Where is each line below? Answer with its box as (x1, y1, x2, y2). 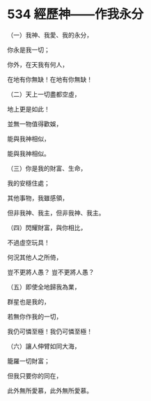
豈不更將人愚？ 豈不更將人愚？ (7, 268, 95, 276)
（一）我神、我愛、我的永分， (7, 31, 93, 39)
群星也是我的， (7, 297, 50, 305)
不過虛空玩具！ (7, 238, 50, 246)
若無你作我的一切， (7, 312, 63, 321)
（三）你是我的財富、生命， (7, 164, 87, 172)
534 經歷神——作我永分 (7, 6, 144, 22)
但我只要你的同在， (7, 371, 63, 380)
